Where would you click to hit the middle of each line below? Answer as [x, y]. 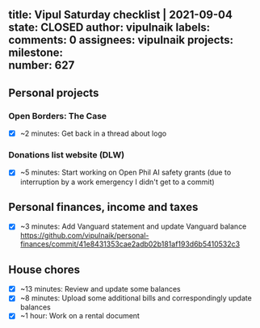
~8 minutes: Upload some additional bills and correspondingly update [136, 298]
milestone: [36, 53]
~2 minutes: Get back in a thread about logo [93, 133]
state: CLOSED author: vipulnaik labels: [109, 28]
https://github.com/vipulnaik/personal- [84, 236]
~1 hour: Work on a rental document [80, 316]
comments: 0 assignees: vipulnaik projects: [121, 40]
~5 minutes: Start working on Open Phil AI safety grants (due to [126, 172]
